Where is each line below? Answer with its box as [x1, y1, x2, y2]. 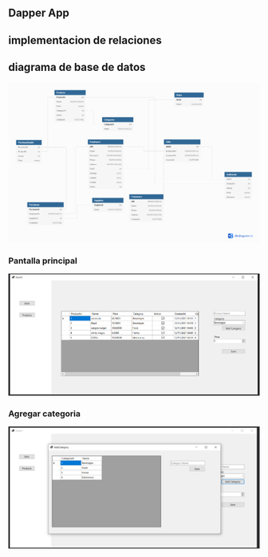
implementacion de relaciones [8, 33, 162, 47]
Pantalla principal [8, 255, 78, 266]
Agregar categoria [8, 408, 81, 419]
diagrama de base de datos [8, 61, 146, 74]
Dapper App [8, 6, 70, 20]
